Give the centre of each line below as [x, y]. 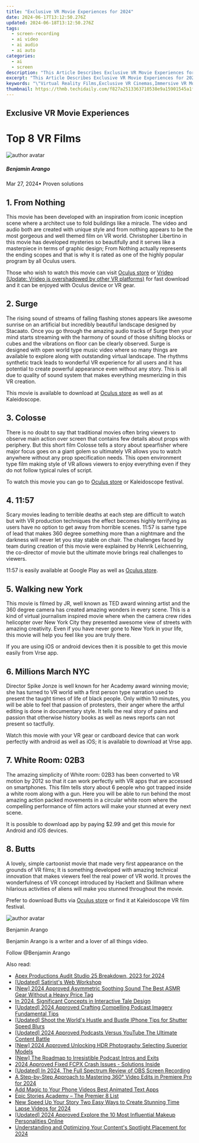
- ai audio [25, 45]
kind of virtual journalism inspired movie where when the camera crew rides [99, 616]
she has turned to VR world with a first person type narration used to [90, 692]
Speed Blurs [30, 1026]
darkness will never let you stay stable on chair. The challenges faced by [95, 540]
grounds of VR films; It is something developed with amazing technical [92, 869]
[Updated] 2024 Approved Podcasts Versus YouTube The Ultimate [96, 1032]
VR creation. [21, 381]
